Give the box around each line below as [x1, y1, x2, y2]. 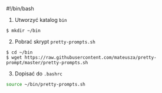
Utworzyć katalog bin [14, 16, 67, 23]
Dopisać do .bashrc [14, 70, 63, 77]
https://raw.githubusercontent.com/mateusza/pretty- [24, 55, 157, 61]
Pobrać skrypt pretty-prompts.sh [14, 38, 95, 45]
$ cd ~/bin [6, 49, 33, 55]
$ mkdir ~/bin [6, 28, 41, 34]
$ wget [6, 55, 22, 61]
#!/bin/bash [6, 5, 34, 12]
